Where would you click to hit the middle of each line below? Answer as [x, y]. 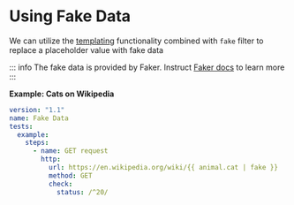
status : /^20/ [82, 192]
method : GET [70, 175]
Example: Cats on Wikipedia [62, 94]
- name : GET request [70, 151]
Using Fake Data [70, 16]
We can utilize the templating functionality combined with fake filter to [136, 41]
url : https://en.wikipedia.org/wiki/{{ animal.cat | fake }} [163, 168]
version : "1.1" [37, 110]
